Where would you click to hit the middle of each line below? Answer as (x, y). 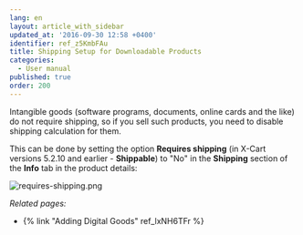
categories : (32, 60)
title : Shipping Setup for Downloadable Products (106, 52)
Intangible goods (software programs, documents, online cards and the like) (152, 111)
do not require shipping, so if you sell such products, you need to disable (146, 121)
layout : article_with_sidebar (67, 26)
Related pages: (38, 203)
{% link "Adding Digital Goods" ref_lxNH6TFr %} (114, 220)
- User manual (44, 69)
